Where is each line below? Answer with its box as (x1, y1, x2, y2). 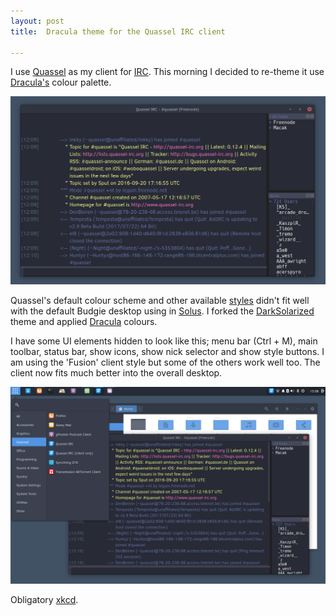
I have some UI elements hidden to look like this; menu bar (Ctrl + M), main (10, 335, 318, 347)
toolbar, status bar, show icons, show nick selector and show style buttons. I (10, 346, 325, 358)
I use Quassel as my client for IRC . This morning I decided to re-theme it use (10, 66, 325, 78)
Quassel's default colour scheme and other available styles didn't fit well (10, 295, 310, 307)
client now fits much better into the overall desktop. (10, 367, 223, 379)
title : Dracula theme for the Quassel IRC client (10, 26, 226, 37)
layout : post (10, 16, 65, 26)
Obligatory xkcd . (10, 594, 79, 606)
